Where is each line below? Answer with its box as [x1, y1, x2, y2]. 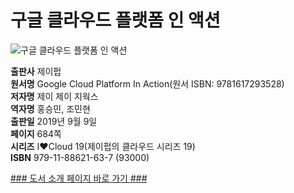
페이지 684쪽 [10, 127, 62, 140]
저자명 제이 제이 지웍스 [10, 90, 99, 102]
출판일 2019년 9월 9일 [10, 115, 98, 127]
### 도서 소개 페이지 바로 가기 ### [10, 172, 148, 184]
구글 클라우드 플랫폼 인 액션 [10, 9, 221, 32]
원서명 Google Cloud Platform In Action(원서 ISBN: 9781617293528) [10, 77, 285, 90]
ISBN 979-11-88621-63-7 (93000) [10, 151, 150, 163]
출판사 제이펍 [10, 65, 62, 77]
